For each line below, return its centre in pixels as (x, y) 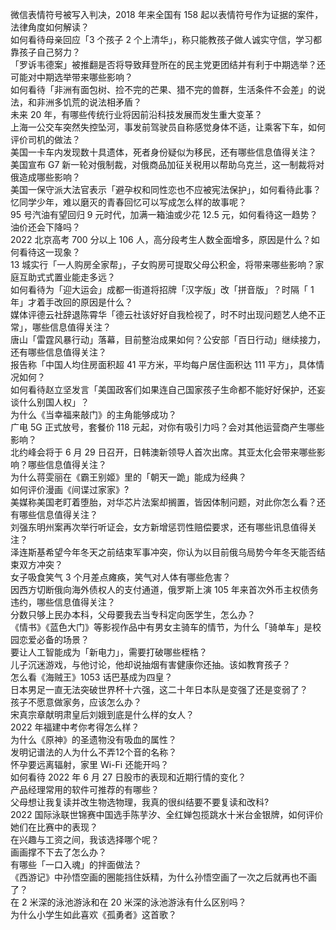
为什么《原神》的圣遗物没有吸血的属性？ (93, 739)
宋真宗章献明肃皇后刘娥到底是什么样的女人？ (102, 714)
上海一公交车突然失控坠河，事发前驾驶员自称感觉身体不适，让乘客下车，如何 (168, 127)
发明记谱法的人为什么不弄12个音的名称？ (94, 752)
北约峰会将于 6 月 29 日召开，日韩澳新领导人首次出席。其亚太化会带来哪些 (163, 452)
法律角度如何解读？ (50, 27)
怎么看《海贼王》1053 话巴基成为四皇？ (91, 677)
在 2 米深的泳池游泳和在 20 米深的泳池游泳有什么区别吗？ (128, 902)
